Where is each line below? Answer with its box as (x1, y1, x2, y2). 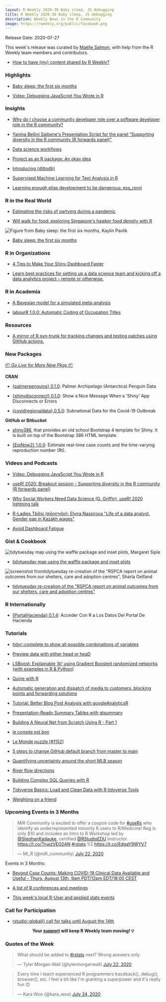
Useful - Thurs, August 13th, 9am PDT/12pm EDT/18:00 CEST (12, 875, 137, 881)
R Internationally (5, 601, 46, 608)
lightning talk (12, 501, 39, 507)
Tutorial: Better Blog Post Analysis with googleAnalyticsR (12, 700, 128, 706)
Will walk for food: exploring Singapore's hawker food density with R (12, 218, 153, 224)
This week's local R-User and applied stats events (12, 894, 115, 900)
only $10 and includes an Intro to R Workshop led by (17, 831, 124, 836)
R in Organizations (5, 250, 51, 256)
